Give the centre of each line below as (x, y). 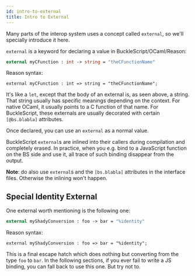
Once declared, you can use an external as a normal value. (77, 131)
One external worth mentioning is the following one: (68, 211)
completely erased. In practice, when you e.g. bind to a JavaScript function (96, 148)
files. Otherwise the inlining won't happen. (57, 178)
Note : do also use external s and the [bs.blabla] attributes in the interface (96, 172)
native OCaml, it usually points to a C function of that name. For (82, 107)
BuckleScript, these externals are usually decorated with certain (83, 113)
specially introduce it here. (38, 40)
